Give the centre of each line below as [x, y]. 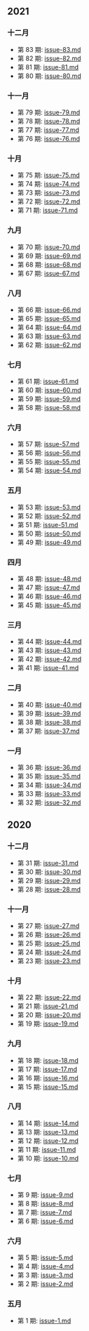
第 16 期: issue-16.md [48, 1078]
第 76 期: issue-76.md [49, 138]
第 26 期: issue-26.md [49, 934]
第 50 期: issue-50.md [49, 534]
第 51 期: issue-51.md [48, 524]
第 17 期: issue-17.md [47, 1069]
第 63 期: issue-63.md [49, 336]
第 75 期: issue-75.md [49, 176]
